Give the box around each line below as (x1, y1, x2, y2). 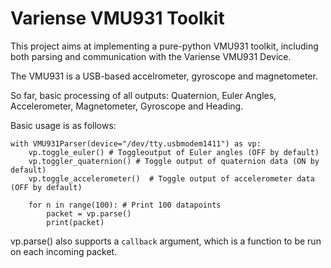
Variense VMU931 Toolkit (10, 7, 225, 30)
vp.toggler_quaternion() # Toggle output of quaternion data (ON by (28, 156, 320, 166)
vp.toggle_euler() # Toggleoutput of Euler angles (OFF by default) (28, 147, 320, 157)
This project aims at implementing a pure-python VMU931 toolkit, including (10, 40, 319, 52)
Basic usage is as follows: (10, 119, 117, 131)
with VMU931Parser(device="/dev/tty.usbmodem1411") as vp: (10, 138, 262, 149)
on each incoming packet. (10, 245, 118, 257)
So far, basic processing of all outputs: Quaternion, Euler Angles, (10, 89, 277, 101)
